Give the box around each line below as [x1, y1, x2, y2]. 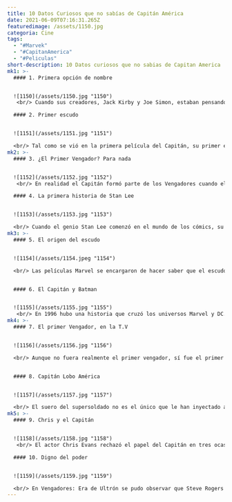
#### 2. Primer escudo [13, 112, 79, 119]
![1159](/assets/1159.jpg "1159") [13, 472, 113, 479]
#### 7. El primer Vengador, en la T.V [13, 323, 128, 330]
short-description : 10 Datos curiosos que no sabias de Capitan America [7, 61, 221, 68]
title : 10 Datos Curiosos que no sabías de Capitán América [7, 10, 184, 17]
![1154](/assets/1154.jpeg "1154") [13, 254, 116, 262]
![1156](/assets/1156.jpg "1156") [13, 342, 113, 349]
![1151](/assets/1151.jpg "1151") [13, 130, 113, 137]
